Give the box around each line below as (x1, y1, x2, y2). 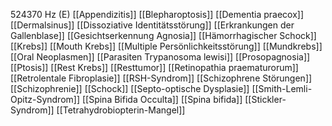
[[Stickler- (244, 94, 287, 105)
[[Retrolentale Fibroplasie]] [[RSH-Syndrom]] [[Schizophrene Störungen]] (10, 72, 313, 84)
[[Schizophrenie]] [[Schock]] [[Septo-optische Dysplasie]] (10, 83, 250, 94)
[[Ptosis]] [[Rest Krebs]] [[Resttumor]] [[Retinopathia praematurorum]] (10, 62, 299, 73)
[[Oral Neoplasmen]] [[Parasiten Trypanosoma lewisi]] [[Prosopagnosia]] (10, 51, 311, 63)
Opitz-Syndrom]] (10, 94, 81, 105)
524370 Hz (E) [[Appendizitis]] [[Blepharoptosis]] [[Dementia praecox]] (10, 9, 305, 20)
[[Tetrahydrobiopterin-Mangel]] (56, 104, 186, 116)
